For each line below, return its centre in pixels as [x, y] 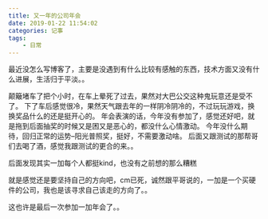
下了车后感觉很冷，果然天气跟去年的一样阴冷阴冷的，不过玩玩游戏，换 [139, 106]
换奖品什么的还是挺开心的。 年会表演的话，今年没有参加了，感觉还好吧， [128, 116]
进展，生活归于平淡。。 [52, 79]
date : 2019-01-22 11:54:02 [53, 23]
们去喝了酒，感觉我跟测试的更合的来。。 [73, 146]
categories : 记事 [36, 30]
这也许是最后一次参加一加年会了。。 [66, 207]
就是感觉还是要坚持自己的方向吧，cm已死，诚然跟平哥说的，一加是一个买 [129, 180]
